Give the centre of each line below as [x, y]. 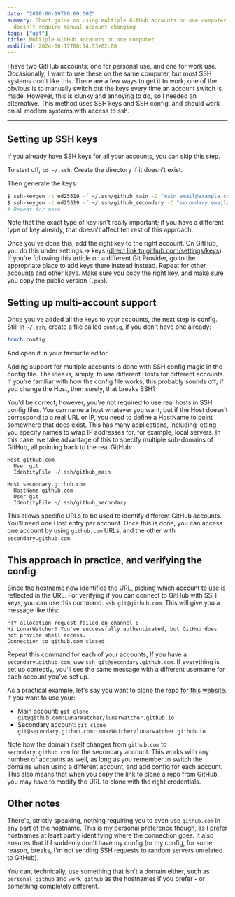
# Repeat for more [34, 209]
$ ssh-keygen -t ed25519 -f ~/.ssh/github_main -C [83, 196]
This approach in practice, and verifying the [105, 560]
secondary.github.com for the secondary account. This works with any [108, 751]
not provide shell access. [47, 635]
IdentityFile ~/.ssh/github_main [62, 472]
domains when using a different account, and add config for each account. [115, 766]
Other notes [34, 804]
